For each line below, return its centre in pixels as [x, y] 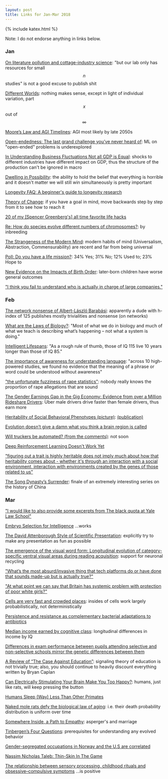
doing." [13, 336]
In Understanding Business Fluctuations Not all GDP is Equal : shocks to [79, 157]
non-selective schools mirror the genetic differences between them [75, 652]
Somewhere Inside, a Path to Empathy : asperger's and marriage [71, 722]
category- [152, 551]
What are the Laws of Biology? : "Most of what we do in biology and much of [84, 326]
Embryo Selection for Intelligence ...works [48, 526]
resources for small [25, 68]
